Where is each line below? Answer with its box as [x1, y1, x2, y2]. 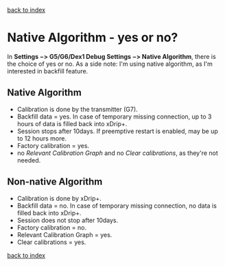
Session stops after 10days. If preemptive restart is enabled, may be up [16, 127, 218, 135]
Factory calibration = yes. [16, 141, 90, 149]
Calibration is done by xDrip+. [16, 194, 102, 202]
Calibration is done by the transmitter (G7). [16, 105, 139, 113]
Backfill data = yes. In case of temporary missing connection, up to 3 [16, 112, 212, 121]
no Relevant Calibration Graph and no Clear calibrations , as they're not [16, 149, 218, 157]
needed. [16, 156, 41, 164]
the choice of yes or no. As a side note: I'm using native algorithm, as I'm [7, 60, 213, 68]
